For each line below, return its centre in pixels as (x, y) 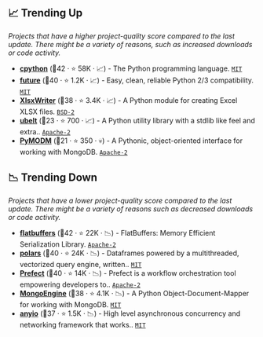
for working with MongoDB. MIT (70, 304)
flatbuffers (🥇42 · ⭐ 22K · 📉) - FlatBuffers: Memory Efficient (117, 233)
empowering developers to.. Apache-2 (80, 284)
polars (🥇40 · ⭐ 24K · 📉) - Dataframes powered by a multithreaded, (129, 253)
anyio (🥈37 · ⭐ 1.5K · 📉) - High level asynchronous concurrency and (130, 313)
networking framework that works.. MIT (83, 324)
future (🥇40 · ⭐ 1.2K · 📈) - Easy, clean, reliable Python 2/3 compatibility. (136, 80)
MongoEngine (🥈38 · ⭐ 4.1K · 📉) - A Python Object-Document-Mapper (134, 293)
